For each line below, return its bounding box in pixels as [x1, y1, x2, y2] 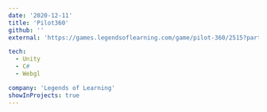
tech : [8, 48, 26, 56]
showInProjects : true [8, 91, 80, 99]
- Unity [15, 55, 41, 63]
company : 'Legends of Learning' [8, 84, 115, 91]
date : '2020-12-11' [8, 11, 73, 20]
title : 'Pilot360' [8, 19, 69, 27]
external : [8, 33, 41, 42]
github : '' [8, 26, 44, 34]
